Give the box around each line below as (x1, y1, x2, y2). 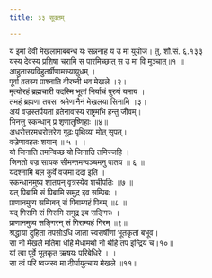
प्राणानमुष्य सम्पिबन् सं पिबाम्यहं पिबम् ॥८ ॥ (9, 196, 128, 207)
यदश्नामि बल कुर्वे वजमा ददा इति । (9, 167, 106, 178)
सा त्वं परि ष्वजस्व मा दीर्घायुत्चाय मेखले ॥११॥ (9, 257, 137, 268)
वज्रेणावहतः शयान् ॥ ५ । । (9, 136, 87, 147)
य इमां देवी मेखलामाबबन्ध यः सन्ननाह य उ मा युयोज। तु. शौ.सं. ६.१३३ (9, 46, 204, 56)
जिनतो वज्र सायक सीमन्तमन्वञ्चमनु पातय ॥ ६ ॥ (9, 156, 146, 167)
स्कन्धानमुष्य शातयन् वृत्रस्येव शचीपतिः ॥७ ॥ (9, 177, 133, 187)
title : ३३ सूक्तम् (9, 13, 65, 22)
